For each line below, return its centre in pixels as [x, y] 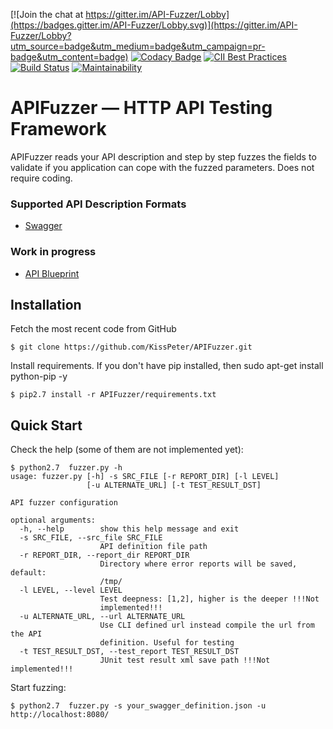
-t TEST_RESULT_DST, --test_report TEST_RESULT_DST [129, 652]
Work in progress [53, 252]
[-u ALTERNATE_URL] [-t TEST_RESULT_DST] [174, 485]
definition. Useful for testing [167, 643]
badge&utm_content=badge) [69, 57]
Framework [58, 129]
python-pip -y [39, 376]
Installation [46, 304]
